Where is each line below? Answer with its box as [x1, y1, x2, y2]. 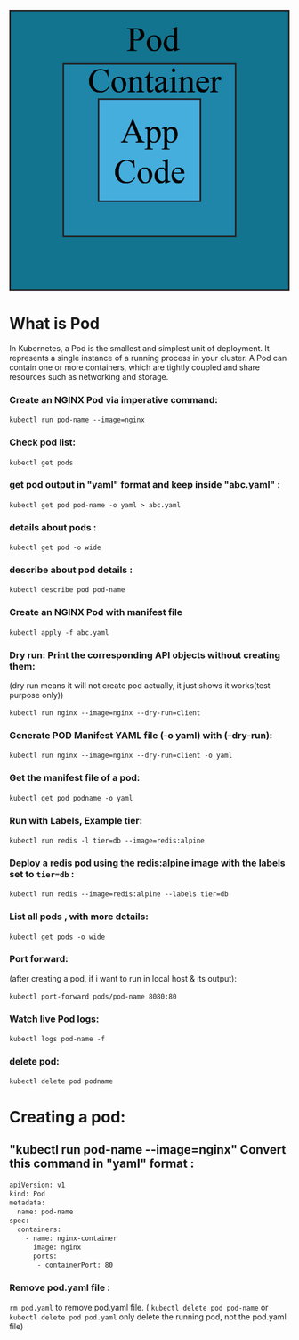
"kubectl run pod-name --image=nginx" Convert [9, 1142, 287, 1157]
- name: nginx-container [25, 1234, 117, 1244]
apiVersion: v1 [9, 1180, 66, 1190]
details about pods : [9, 521, 97, 533]
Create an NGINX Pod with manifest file [9, 606, 182, 619]
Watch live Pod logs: [9, 1013, 100, 1025]
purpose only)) [9, 690, 64, 701]
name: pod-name [17, 1207, 74, 1217]
